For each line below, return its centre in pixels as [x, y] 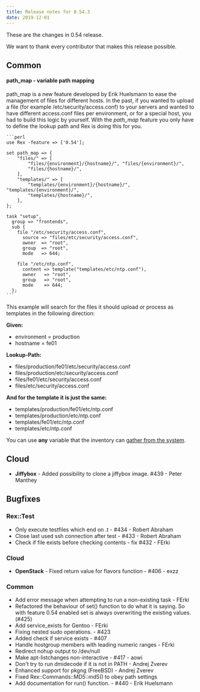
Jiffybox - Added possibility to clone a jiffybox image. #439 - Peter [98, 473]
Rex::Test [20, 516]
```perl [16, 137]
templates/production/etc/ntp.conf [58, 416]
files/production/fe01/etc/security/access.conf [73, 367]
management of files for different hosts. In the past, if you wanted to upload [100, 101]
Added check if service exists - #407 [61, 638]
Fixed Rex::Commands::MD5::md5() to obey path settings [86, 677]
